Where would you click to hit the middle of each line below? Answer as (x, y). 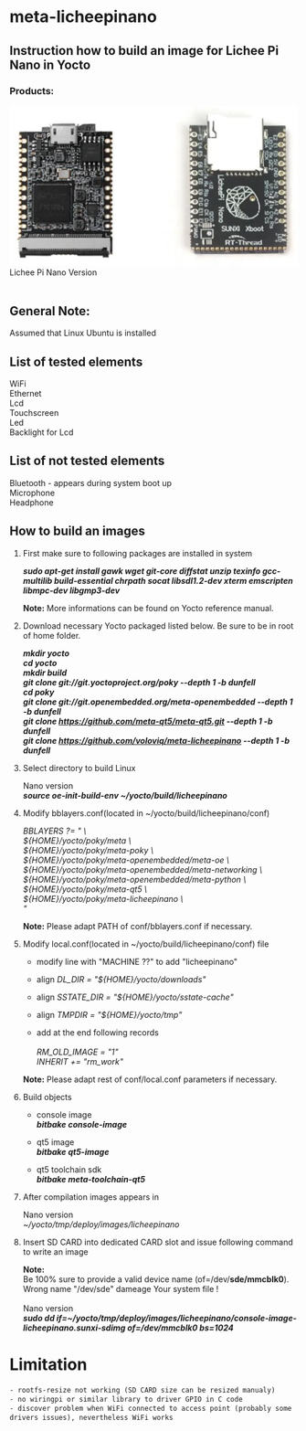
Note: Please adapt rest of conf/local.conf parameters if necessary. (150, 1079)
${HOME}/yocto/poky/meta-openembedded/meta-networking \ (142, 869)
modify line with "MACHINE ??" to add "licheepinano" (137, 961)
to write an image (55, 1251)
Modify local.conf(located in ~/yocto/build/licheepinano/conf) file (146, 944)
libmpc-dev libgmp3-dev (71, 590)
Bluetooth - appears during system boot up (90, 482)
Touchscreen (34, 413)
